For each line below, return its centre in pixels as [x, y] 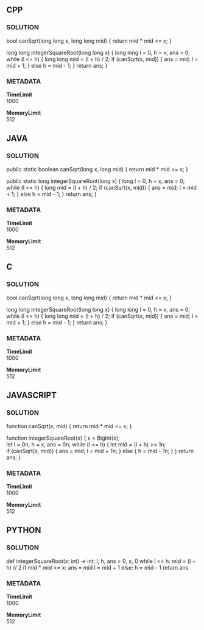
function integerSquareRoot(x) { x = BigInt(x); [63, 438]
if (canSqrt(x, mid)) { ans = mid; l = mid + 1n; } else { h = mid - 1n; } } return [100, 451]
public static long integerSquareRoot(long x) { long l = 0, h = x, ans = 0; [96, 181]
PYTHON [24, 530]
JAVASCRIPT [31, 396]
